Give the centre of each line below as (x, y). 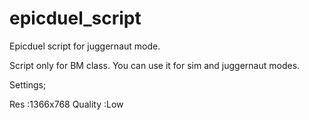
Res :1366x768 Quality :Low (66, 104)
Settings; (28, 84)
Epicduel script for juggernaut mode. (85, 46)
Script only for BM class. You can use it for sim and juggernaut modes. (155, 65)
